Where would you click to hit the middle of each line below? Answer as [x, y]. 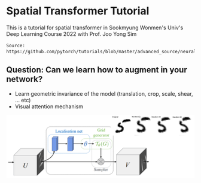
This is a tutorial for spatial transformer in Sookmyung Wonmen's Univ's [95, 28]
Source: [16, 45]
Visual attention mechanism [49, 106]
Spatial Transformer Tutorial [78, 11]
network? [25, 79]
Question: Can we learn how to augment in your [97, 70]
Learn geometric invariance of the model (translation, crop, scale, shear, [104, 93]
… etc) [23, 100]
